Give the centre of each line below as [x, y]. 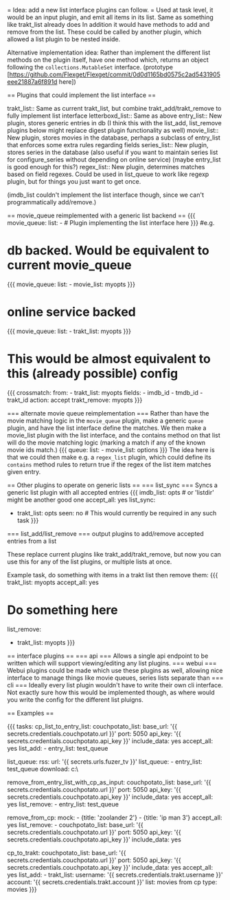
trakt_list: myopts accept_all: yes [53, 582]
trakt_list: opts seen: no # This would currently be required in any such [117, 513]
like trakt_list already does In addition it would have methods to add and [108, 24]
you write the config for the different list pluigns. [76, 699]
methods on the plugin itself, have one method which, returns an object [108, 60]
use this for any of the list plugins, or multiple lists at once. [90, 561]
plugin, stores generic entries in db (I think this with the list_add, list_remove [114, 123]
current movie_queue [69, 265]
